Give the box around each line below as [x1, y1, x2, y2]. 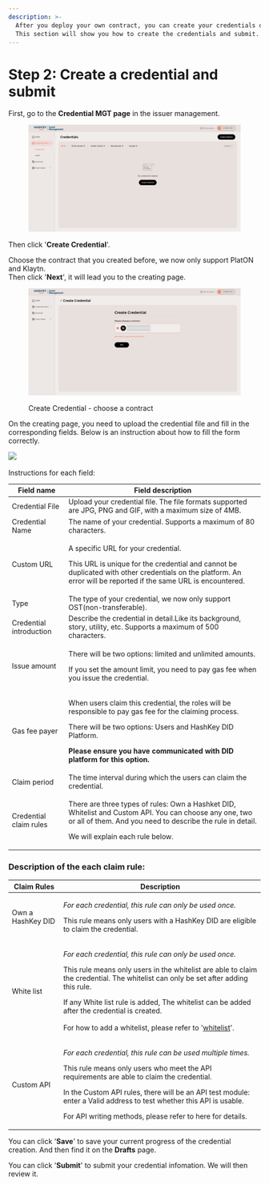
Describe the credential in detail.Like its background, [68, 613, 242, 624]
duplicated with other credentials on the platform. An [68, 567, 242, 576]
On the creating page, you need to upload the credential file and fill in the [8, 419, 250, 428]
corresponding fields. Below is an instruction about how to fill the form [8, 427, 240, 436]
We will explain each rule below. [68, 832, 174, 842]
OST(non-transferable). [68, 603, 148, 613]
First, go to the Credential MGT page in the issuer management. [8, 109, 220, 118]
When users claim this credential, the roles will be [68, 697, 231, 708]
